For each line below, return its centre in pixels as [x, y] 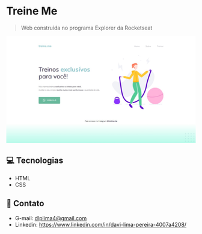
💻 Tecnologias [35, 161]
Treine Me [32, 11]
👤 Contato [25, 204]
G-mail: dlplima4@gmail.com [51, 218]
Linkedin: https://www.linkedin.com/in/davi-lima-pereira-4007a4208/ [101, 224]
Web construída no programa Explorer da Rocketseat [87, 28]
